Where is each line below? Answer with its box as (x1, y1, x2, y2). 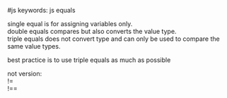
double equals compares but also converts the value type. (7, 27, 177, 35)
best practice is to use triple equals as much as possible (7, 56, 171, 64)
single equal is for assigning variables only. (7, 20, 133, 27)
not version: (7, 70, 42, 78)
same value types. (7, 42, 61, 50)
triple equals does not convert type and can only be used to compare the (7, 35, 221, 43)
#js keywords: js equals (7, 6, 76, 14)
